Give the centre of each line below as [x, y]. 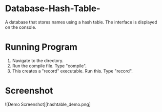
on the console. [21, 27]
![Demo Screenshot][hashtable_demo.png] [48, 104]
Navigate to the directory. [38, 60]
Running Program [41, 47]
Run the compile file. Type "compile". [49, 66]
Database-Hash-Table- [53, 9]
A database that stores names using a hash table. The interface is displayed [81, 22]
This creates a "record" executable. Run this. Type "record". [72, 71]
